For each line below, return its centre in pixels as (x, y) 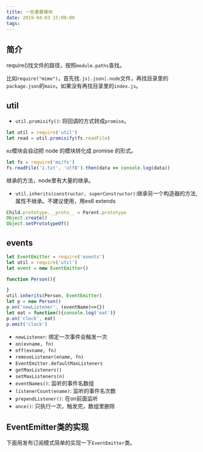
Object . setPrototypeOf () (38, 224)
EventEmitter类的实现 (48, 427)
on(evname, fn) (34, 344)
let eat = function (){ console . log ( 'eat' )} (61, 313)
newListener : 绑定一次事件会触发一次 (61, 337)
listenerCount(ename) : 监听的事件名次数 (65, 390)
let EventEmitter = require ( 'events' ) (55, 257)
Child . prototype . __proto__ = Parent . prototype (66, 212)
